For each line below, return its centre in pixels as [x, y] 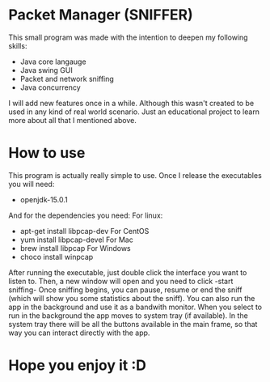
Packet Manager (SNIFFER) [101, 15]
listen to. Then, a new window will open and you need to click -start [121, 281]
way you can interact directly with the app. [79, 333]
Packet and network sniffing [67, 79]
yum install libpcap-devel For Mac [76, 240]
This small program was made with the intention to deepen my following [128, 37]
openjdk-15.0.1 [44, 199]
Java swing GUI [46, 70]
